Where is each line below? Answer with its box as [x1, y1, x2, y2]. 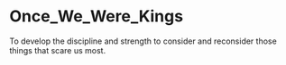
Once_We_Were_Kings [9, 6, 183, 27]
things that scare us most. [9, 45, 106, 55]
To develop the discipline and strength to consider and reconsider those [9, 36, 277, 46]
